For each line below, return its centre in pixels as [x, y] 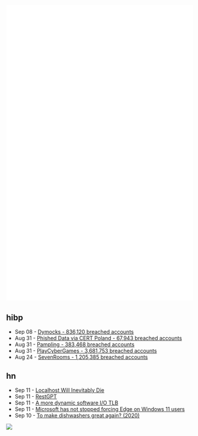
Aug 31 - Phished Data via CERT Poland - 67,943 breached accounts [98, 338]
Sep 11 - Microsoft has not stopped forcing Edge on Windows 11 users [100, 409]
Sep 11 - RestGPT [36, 397]
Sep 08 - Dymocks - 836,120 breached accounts [74, 332]
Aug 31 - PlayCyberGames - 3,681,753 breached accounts [86, 351]
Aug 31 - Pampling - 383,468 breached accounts [74, 344]
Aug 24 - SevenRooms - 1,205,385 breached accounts [81, 357]
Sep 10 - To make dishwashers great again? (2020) [77, 416]
